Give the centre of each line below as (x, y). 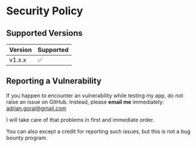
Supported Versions (44, 33)
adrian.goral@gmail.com (36, 108)
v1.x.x (18, 60)
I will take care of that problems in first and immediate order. (80, 120)
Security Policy (45, 11)
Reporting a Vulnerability (54, 81)
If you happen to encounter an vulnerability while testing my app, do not (95, 95)
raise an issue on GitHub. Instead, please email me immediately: (85, 102)
